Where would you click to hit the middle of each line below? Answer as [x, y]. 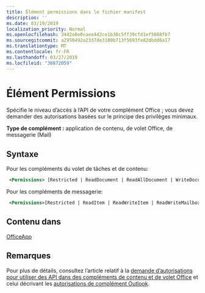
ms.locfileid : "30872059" [39, 63]
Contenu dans [34, 222]
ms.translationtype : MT [37, 46]
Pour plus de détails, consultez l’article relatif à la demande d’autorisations [100, 270]
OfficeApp [19, 236]
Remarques [29, 256]
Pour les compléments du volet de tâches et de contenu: [77, 169]
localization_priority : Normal [46, 29]
